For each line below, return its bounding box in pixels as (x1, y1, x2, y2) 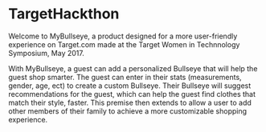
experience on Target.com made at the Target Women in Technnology (8, 39, 240, 49)
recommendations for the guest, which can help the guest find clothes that (8, 89, 256, 98)
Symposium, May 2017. (8, 48, 84, 58)
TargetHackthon (8, 5, 120, 23)
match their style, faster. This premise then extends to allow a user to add (8, 98, 252, 107)
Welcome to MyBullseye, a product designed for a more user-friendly (8, 31, 238, 41)
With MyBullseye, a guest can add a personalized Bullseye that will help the (8, 63, 258, 73)
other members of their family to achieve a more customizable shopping (8, 106, 248, 116)
